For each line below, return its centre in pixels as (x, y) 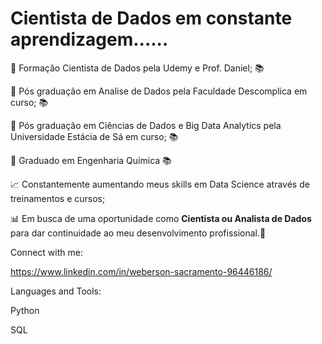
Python (25, 310)
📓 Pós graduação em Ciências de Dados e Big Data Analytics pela (146, 125)
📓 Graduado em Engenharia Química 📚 (91, 160)
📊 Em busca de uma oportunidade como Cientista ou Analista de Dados (161, 218)
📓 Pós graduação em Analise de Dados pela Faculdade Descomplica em (159, 91)
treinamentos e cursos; (58, 198)
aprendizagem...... (89, 39)
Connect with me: (46, 252)
